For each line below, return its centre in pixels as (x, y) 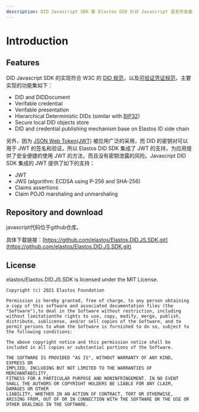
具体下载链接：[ (25, 240)
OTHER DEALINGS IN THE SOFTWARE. (47, 405)
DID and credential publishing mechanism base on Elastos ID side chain (102, 129)
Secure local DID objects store (52, 122)
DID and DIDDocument (42, 97)
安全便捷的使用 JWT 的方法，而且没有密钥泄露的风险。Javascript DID (101, 155)
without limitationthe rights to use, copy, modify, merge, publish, (94, 317)
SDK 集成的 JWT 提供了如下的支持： (51, 163)
